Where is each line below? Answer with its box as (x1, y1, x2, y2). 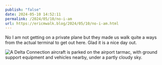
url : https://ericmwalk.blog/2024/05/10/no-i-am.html (5, 21, 119, 26)
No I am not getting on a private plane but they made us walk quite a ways (5, 34, 157, 40)
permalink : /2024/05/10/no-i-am (5, 16, 72, 21)
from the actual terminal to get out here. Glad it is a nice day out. (5, 40, 137, 46)
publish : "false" (5, 7, 41, 12)
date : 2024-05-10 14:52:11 (5, 12, 61, 17)
